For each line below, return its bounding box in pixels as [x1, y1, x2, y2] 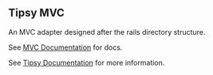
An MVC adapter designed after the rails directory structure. [8, 27, 206, 36]
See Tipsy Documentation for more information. [8, 58, 165, 67]
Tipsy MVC [8, 6, 65, 20]
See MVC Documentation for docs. [8, 43, 123, 52]
